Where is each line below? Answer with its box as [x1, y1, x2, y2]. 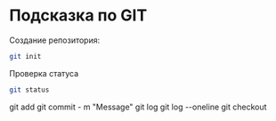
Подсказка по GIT [9, 5, 148, 26]
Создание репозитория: [9, 35, 101, 45]
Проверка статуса [9, 68, 79, 78]
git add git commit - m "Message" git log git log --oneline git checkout [9, 101, 267, 112]
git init [9, 52, 42, 60]
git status [9, 85, 50, 94]
